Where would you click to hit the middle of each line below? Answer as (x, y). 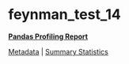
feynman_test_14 (64, 15)
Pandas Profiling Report (48, 36)
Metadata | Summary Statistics (58, 51)
